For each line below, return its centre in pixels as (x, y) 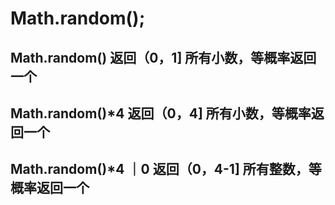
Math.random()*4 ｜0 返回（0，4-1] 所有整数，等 (166, 169)
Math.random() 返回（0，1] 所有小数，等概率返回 (163, 57)
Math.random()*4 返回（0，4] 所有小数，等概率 (161, 113)
